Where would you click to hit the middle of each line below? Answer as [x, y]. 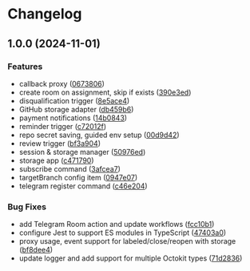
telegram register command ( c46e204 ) [83, 186]
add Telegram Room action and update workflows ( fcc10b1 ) [117, 224]
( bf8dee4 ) [36, 250]
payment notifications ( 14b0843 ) [73, 118]
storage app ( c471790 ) [56, 160]
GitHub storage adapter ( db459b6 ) [76, 109]
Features [25, 67]
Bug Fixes [27, 207]
